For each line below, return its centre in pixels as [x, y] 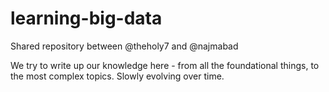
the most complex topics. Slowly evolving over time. [117, 76]
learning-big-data [86, 18]
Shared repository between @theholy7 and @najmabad [124, 46]
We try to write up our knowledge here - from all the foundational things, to [165, 65]
